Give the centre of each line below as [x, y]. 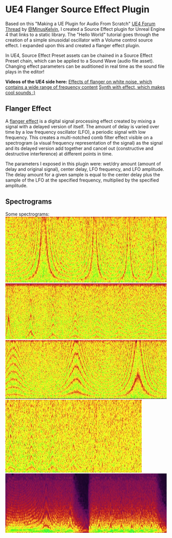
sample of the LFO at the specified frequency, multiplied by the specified [82, 180]
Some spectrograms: [27, 214]
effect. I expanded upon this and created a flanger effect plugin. [73, 45]
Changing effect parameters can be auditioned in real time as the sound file [85, 66]
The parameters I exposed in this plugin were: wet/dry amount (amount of [83, 164]
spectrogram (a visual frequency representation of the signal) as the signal [84, 143]
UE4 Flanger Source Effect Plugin [78, 9]
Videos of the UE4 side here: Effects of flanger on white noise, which [79, 82]
